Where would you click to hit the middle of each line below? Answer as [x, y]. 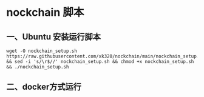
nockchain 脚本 [45, 12]
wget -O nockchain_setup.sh [42, 51]
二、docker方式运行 [44, 87]
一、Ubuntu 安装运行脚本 [54, 37]
